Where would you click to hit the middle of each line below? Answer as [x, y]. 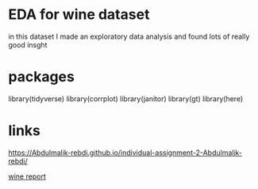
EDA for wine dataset [79, 15]
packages [42, 77]
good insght [28, 44]
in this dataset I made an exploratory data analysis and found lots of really [129, 36]
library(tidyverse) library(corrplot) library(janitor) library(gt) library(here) [126, 98]
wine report [27, 176]
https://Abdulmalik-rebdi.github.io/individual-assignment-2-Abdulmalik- [125, 153]
